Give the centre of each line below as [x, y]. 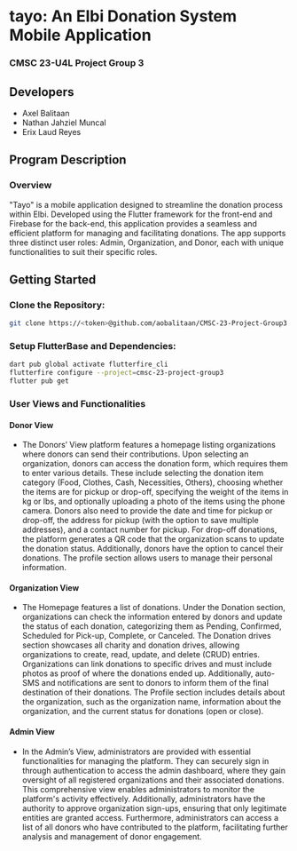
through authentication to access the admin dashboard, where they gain [154, 770]
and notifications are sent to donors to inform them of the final [155, 683]
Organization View [44, 587]
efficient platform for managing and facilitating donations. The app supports [148, 233]
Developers [42, 92]
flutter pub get [39, 381]
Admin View [32, 732]
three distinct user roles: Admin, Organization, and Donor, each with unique [146, 243]
